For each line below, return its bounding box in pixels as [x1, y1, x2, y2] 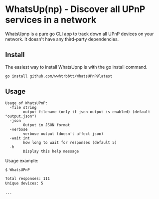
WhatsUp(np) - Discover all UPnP [5, 4, 146, 15]
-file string [9, 105, 37, 110]
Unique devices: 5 [5, 181, 43, 186]
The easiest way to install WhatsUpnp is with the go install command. [5, 64, 148, 70]
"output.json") [5, 114, 37, 119]
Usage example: [5, 157, 39, 163]
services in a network [5, 14, 97, 26]
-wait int [9, 135, 30, 141]
